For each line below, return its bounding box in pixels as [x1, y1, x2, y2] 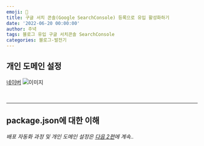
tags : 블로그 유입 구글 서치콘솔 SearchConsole [6, 32, 115, 38]
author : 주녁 [6, 26, 37, 32]
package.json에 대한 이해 [6, 116, 100, 126]
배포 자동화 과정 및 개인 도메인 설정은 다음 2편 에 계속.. [6, 133, 134, 140]
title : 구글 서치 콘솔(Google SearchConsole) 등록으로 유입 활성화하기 [6, 15, 170, 21]
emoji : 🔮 [6, 9, 29, 15]
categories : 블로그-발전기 [6, 37, 67, 43]
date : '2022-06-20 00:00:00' [6, 20, 80, 26]
